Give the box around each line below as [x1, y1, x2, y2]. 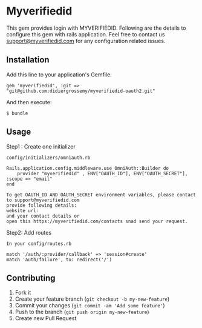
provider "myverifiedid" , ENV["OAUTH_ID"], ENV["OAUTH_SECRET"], [17, 170, 188, 176]
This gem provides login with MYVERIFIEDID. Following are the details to [6, 24, 186, 32]
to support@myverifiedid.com [6, 197, 80, 203]
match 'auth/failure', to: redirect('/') [6, 256, 112, 263]
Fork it [15, 289, 31, 296]
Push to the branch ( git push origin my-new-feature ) [15, 308, 149, 316]
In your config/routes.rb [6, 241, 71, 247]
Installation [6, 55, 50, 65]
